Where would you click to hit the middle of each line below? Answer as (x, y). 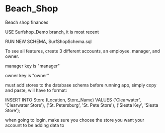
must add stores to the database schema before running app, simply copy (81, 85)
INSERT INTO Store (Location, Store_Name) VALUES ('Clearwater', (73, 100)
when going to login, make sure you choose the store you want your (75, 120)
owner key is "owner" (27, 75)
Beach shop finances (27, 22)
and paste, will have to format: (36, 90)
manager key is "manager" (33, 66)
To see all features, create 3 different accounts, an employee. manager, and (82, 51)
